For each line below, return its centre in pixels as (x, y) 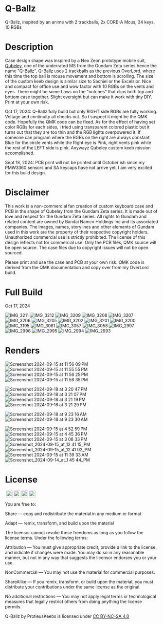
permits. (13, 606)
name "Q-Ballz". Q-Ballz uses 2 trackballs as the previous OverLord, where (80, 71)
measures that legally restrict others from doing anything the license (73, 602)
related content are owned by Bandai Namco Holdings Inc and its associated (81, 221)
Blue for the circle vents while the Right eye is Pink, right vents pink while (78, 143)
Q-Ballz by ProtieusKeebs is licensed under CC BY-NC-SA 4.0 (67, 616)
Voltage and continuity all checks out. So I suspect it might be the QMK (76, 116)
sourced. (14, 252)
